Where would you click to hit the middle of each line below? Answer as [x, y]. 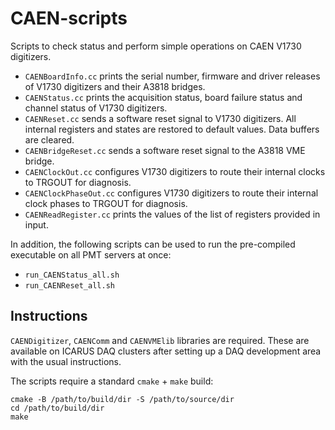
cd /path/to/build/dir [57, 408]
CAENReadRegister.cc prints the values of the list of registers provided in [172, 214]
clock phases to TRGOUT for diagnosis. [106, 203]
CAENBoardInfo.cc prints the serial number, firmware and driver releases [172, 76]
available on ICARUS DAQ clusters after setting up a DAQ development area [166, 351]
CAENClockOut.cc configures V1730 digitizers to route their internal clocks [175, 171]
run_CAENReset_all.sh [69, 285]
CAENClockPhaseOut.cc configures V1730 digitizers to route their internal [171, 193]
